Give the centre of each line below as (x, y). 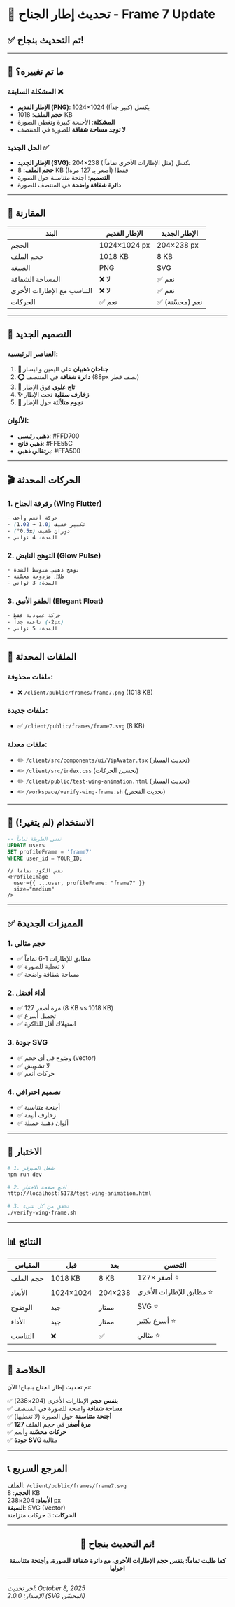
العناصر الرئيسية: (33, 354)
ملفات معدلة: (27, 744)
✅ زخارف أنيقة (37, 1114)
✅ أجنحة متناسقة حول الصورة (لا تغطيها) (59, 1416)
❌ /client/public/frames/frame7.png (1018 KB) (85, 692)
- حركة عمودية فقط (34, 616)
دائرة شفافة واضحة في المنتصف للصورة (69, 185)
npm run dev (24, 1175)
